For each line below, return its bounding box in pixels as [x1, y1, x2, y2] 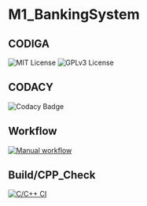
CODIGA [8, 37, 50, 51]
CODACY [8, 81, 53, 94]
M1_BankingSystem [8, 6, 140, 24]
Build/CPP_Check [8, 168, 96, 182]
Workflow [8, 125, 57, 138]
